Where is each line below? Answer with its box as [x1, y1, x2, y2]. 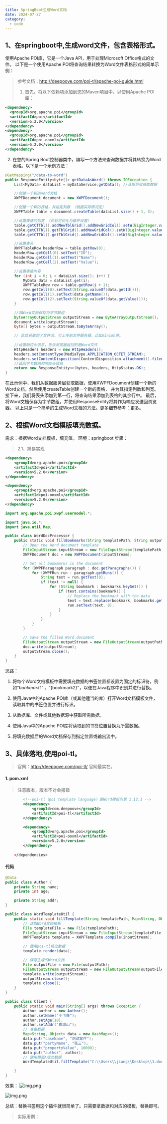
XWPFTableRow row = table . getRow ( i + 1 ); [23, 282, 110, 287]
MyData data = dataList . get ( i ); [23, 278, 90, 283]
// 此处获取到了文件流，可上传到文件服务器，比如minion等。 [14, 333, 123, 338]
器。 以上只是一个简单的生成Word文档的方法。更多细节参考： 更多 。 [5, 405, 144, 411]
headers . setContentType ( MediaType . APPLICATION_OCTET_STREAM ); [14, 351, 146, 357]
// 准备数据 [23, 1027, 45, 1032]
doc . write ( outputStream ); [23, 644, 77, 649]
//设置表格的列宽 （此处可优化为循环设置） [14, 218, 91, 223]
